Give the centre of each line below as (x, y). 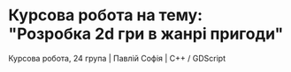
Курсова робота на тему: (106, 15)
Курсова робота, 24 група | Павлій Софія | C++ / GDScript (117, 58)
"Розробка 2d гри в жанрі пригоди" (146, 34)
